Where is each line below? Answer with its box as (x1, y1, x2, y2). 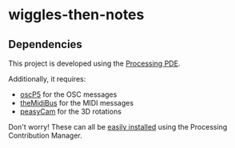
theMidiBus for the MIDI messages (19, 98, 134, 107)
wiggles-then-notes (8, 6, 145, 24)
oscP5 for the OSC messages (19, 90, 117, 99)
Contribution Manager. (8, 130, 82, 140)
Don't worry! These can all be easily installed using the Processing (8, 122, 228, 131)
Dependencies (8, 38, 82, 51)
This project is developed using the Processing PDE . (8, 58, 181, 68)
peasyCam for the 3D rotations (19, 106, 122, 116)
